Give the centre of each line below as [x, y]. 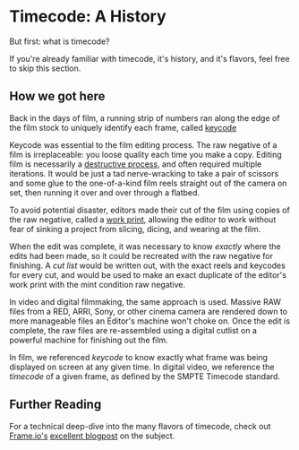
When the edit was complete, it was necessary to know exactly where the [145, 246]
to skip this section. [45, 68]
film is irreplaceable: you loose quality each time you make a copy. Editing [145, 154]
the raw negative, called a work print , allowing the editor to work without [143, 219]
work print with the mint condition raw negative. [98, 284]
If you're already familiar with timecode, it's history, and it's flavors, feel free [149, 58]
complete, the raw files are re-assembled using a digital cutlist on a [133, 330]
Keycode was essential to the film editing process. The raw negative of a [143, 144]
